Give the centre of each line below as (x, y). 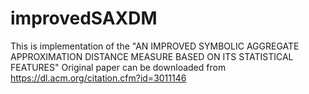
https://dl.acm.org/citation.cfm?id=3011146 (98, 78)
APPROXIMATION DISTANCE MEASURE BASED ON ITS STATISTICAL (152, 56)
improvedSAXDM (84, 18)
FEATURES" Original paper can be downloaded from (118, 67)
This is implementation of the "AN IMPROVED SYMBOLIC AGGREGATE (155, 46)
